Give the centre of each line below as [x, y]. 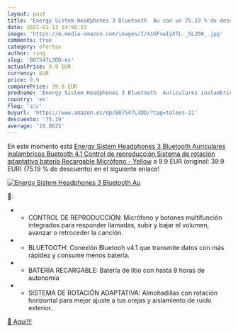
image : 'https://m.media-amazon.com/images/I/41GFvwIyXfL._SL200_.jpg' [115, 34]
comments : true [30, 40]
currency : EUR [28, 73]
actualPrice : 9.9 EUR [39, 67]
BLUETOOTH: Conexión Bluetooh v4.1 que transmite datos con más [126, 247]
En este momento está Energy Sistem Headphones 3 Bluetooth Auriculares [117, 146]
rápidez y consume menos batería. [79, 255]
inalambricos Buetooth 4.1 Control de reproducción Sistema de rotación [111, 154]
